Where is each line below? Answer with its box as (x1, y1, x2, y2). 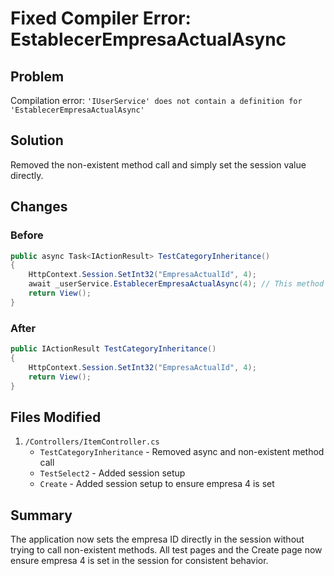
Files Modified (10, 408, 102, 426)
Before (10, 228, 44, 242)
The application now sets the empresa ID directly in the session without (10, 533, 305, 546)
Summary (10, 507, 73, 524)
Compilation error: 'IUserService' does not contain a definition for (10, 95, 303, 106)
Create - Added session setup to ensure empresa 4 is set (39, 478, 275, 490)
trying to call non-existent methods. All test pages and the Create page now (10, 544, 323, 556)
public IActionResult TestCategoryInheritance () (10, 344, 217, 354)
